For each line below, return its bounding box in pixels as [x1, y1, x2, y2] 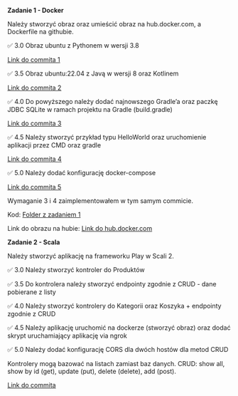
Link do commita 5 [7, 183, 62, 191]
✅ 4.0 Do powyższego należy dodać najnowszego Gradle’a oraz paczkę [7, 98, 218, 105]
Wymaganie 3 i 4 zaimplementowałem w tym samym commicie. [7, 197, 194, 205]
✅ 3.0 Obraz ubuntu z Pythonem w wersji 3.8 [7, 41, 140, 49]
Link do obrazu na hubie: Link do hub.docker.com [7, 224, 153, 232]
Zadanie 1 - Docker [7, 6, 64, 14]
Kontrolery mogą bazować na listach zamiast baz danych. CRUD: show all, [7, 360, 225, 368]
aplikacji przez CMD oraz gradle [7, 141, 102, 149]
